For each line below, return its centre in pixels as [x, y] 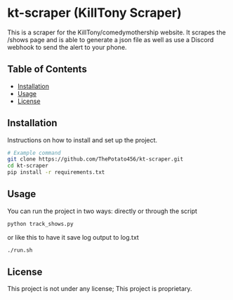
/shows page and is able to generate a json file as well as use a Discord [111, 39]
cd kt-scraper [28, 166]
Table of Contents [47, 69]
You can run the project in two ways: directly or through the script [102, 211]
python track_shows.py [40, 224]
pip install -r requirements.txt [56, 172]
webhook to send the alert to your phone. [67, 47]
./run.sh [20, 250]
